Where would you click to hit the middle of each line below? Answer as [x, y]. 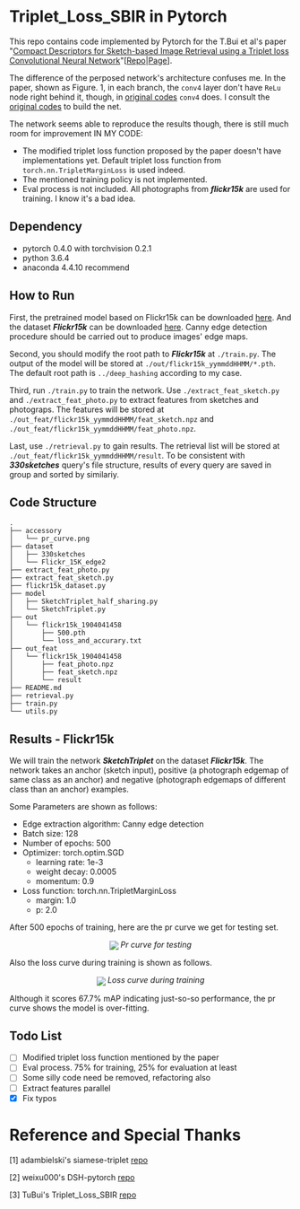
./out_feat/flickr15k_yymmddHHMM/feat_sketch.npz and [112, 418]
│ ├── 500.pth [48, 633]
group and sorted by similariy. [64, 474]
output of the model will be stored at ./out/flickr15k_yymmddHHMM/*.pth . [142, 363]
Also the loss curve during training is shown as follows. [111, 963]
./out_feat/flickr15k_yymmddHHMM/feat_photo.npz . [103, 428]
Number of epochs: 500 [67, 843]
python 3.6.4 [46, 258]
